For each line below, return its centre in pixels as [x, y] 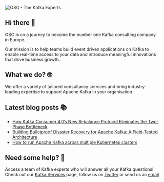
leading [13, 91]
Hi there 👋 [20, 23]
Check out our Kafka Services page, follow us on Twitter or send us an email [82, 175]
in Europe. [15, 39]
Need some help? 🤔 [35, 157]
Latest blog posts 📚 [36, 108]
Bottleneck [37, 127]
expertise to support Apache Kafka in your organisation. [77, 91]
